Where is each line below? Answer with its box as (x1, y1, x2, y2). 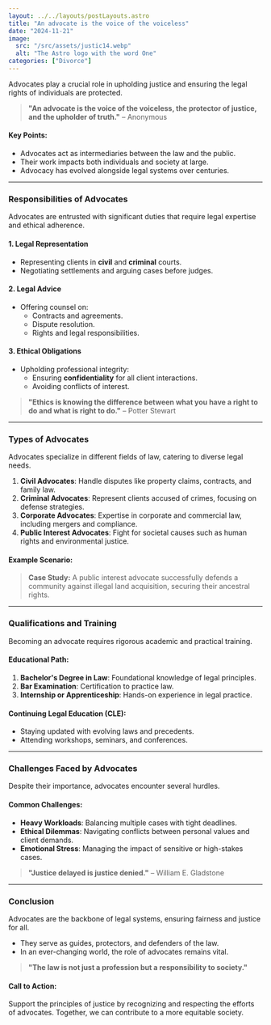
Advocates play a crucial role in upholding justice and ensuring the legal (8, 78, 248, 89)
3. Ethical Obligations (8, 346, 82, 356)
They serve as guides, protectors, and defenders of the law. (19, 938, 219, 947)
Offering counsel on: (19, 302, 89, 311)
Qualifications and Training (8, 618, 117, 629)
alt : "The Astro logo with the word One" (15, 49, 157, 57)
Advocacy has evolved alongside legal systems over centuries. (19, 166, 230, 176)
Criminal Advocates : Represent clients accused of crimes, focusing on (19, 493, 256, 503)
